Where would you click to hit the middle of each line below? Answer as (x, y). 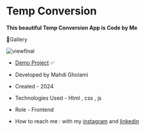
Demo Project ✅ (35, 62)
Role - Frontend (34, 109)
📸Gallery (17, 39)
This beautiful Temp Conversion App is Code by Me (72, 28)
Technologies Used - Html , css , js (58, 98)
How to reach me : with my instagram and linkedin (77, 121)
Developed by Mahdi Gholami (51, 75)
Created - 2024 (34, 86)
